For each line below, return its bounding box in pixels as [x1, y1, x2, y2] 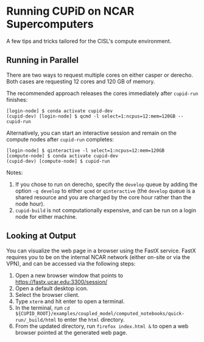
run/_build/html [15, 317, 57, 323]
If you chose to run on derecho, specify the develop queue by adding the [15, 180, 198, 188]
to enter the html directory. [57, 316, 125, 323]
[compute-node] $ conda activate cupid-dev [6, 152, 119, 159]
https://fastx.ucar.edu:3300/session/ [15, 278, 108, 285]
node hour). [15, 200, 45, 207]
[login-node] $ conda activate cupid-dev [6, 108, 113, 114]
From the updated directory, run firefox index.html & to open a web [15, 322, 189, 330]
